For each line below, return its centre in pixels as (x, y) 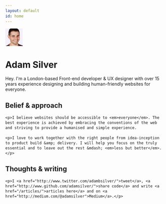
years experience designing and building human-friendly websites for (78, 84)
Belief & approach (34, 105)
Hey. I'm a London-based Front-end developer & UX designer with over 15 (82, 79)
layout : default (22, 11)
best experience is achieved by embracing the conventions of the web (81, 123)
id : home (14, 16)
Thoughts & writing (36, 169)
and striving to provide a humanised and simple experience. (71, 128)
